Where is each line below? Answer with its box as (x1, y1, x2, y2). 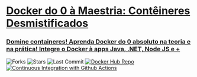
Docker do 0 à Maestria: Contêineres (6, 4, 190, 18)
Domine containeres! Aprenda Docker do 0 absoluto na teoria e (6, 38, 191, 46)
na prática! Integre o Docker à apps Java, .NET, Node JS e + (6, 45, 180, 53)
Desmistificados (6, 16, 89, 30)
